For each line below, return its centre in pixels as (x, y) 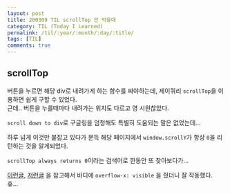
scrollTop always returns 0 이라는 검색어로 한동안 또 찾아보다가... (98, 160)
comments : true (29, 45)
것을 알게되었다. (47, 146)
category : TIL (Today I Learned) (55, 26)
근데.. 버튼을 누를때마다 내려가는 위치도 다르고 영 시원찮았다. (88, 108)
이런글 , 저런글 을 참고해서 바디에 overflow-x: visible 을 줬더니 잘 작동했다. (110, 175)
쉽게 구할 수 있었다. (51, 99)
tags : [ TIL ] (24, 39)
